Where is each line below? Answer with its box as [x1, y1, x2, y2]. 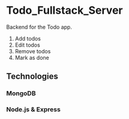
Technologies [6, 71, 59, 81]
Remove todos [14, 47, 51, 54]
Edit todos [14, 41, 40, 48]
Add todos [14, 35, 41, 42]
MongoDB [6, 89, 36, 97]
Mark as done [14, 54, 50, 61]
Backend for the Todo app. [6, 23, 72, 30]
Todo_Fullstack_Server [6, 4, 123, 17]
